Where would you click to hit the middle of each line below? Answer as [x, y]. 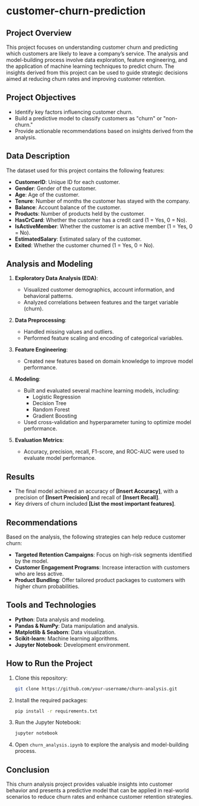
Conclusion [28, 770]
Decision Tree [50, 403]
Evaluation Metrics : [39, 440]
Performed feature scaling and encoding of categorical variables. [103, 338]
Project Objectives [41, 97]
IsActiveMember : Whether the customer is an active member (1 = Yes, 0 [104, 226]
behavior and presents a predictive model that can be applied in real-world [97, 791]
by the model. [31, 561]
